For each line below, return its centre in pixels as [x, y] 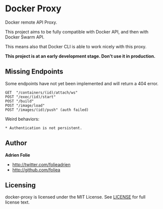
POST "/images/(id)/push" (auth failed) [47, 110]
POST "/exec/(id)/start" [30, 97]
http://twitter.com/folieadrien [41, 164]
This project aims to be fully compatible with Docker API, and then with [77, 32]
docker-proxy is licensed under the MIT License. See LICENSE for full [75, 197]
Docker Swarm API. [25, 37]
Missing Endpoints [34, 72]
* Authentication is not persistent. [44, 128]
